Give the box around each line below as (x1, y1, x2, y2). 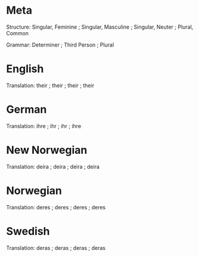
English (6, 62, 44, 76)
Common (6, 29, 29, 36)
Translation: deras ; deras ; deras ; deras (6, 244, 106, 251)
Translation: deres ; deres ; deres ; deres (6, 203, 106, 210)
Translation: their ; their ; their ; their (6, 82, 94, 89)
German (6, 103, 47, 116)
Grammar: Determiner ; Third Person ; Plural (6, 41, 114, 48)
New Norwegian (6, 144, 88, 157)
